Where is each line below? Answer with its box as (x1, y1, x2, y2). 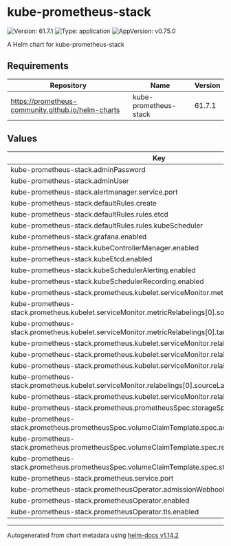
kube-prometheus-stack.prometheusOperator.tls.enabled (10, 507, 199, 516)
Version (194, 80, 221, 90)
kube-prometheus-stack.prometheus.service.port (10, 473, 174, 483)
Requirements (7, 60, 69, 72)
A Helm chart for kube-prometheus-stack (7, 40, 125, 48)
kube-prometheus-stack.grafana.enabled (10, 232, 147, 241)
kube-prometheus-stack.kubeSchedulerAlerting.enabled (10, 265, 196, 275)
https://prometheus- (10, 96, 78, 106)
